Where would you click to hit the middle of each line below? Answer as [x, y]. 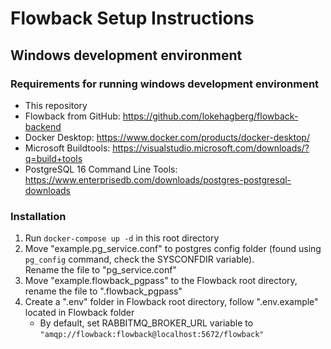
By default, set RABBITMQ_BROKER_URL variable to [146, 323]
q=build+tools [53, 158]
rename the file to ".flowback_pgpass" [103, 291]
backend [43, 126]
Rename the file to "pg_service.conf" [100, 270]
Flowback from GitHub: [72, 116]
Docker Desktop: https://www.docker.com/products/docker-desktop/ [167, 137]
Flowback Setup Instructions [132, 18]
